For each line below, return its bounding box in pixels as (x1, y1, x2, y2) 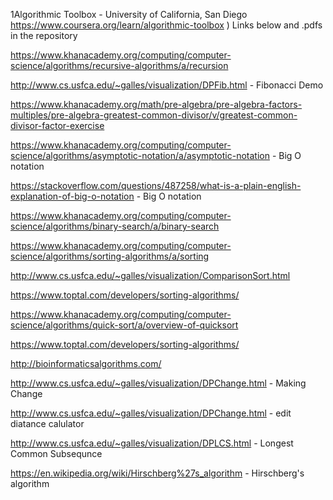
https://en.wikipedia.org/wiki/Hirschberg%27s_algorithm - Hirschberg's (10, 467, 305, 479)
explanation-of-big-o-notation (10, 190, 135, 202)
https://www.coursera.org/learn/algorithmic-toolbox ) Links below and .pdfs (10, 19, 323, 31)
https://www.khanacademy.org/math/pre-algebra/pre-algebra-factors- (10, 99, 303, 110)
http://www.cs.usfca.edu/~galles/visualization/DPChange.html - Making (10, 377, 307, 389)
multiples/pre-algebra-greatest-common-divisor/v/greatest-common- (10, 109, 298, 121)
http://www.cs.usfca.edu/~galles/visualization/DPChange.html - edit (10, 407, 292, 419)
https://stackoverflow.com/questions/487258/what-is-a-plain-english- (10, 180, 302, 191)
